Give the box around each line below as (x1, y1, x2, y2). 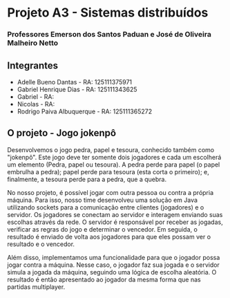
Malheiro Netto (7, 38, 59, 48)
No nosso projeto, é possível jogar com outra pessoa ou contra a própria (7, 188, 214, 196)
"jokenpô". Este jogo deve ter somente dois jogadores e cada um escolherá (7, 153, 222, 161)
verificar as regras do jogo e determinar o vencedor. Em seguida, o (7, 225, 198, 233)
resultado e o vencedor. (7, 240, 75, 248)
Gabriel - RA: (17, 92, 55, 101)
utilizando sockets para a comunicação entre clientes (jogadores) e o (7, 203, 204, 212)
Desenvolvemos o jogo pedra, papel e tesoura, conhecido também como (7, 145, 215, 153)
